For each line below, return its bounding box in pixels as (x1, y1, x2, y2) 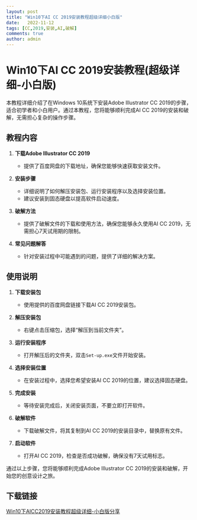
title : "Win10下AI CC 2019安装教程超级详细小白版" (6, 14, 123, 20)
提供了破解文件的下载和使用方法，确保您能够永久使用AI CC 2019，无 (23, 220, 191, 227)
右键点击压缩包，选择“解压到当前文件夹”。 (23, 326, 127, 333)
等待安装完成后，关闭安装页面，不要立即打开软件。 (23, 402, 148, 409)
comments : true (6, 31, 44, 37)
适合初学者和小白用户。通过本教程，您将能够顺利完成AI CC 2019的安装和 (6, 106, 184, 113)
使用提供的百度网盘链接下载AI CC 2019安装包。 (23, 301, 140, 308)
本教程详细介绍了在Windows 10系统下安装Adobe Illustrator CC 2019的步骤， (6, 99, 192, 106)
